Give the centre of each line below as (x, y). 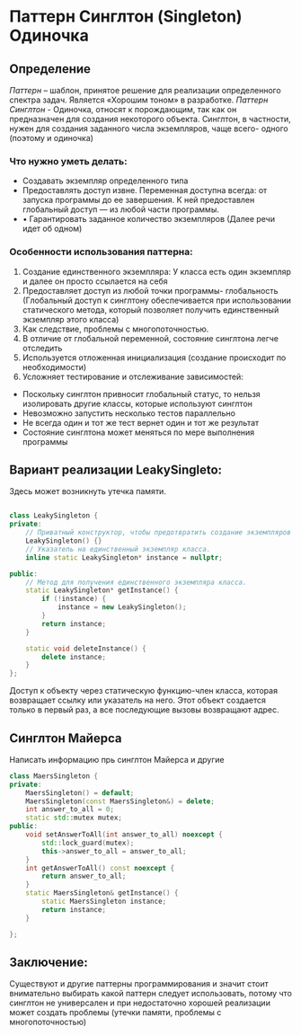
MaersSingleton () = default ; (80, 792)
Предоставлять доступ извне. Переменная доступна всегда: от (145, 190)
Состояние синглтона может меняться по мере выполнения (138, 432)
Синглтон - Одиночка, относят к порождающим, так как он (123, 109)
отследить (42, 348)
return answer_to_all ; (84, 876)
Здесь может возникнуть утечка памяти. (88, 491)
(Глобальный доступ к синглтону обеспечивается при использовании (157, 300)
